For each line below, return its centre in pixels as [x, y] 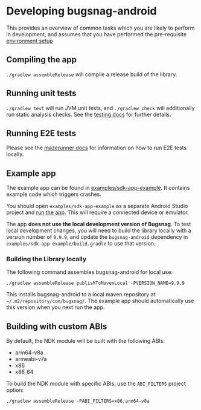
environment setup [30, 41]
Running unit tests [41, 93]
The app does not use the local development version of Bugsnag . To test [99, 224]
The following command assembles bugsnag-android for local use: [90, 272]
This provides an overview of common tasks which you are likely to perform [101, 28]
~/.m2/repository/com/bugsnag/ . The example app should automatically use [100, 301]
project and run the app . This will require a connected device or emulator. [97, 212]
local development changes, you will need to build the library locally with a [99, 230]
